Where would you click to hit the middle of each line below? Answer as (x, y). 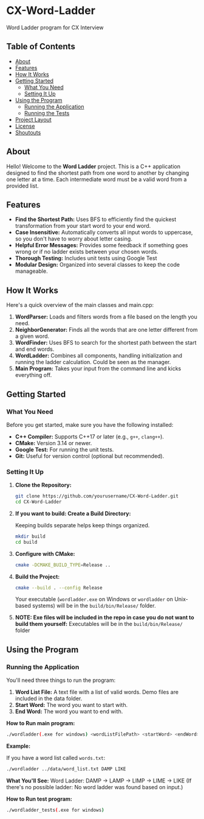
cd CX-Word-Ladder (38, 502)
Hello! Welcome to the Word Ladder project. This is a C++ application (93, 166)
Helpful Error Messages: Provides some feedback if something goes (101, 245)
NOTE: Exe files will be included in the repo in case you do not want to (104, 617)
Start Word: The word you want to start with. (71, 705)
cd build (26, 542)
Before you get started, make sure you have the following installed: (90, 424)
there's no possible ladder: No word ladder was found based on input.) (95, 787)
